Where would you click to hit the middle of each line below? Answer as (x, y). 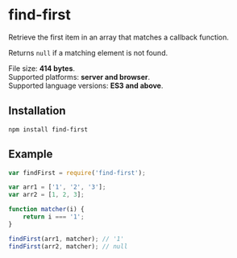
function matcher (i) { (46, 210)
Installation (37, 111)
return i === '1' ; (54, 217)
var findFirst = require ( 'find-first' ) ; (77, 173)
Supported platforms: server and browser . (79, 77)
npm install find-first (48, 129)
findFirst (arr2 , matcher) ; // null (68, 246)
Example (31, 154)
